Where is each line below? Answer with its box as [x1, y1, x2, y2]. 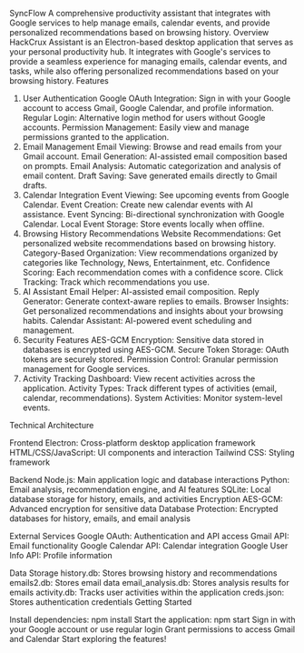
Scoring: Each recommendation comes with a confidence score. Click [22, 267, 284, 277]
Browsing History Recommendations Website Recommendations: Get [22, 228, 281, 239]
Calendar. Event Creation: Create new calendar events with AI [22, 199, 254, 210]
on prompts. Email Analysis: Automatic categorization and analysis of [22, 161, 281, 171]
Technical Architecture [9, 420, 94, 430]
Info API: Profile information [9, 550, 113, 560]
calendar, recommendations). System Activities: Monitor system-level [22, 393, 283, 403]
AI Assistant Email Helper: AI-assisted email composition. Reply [22, 286, 260, 296]
